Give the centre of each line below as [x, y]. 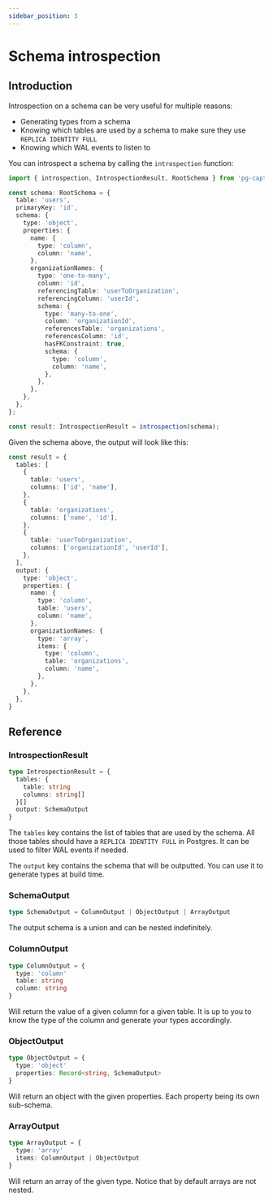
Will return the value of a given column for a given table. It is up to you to [130, 1012]
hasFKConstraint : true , [85, 344]
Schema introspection [84, 56]
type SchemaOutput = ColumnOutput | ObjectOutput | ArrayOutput [119, 912]
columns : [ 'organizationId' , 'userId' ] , [99, 548]
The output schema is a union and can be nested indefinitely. [110, 928]
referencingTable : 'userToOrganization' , [109, 291]
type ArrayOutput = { [45, 1143]
